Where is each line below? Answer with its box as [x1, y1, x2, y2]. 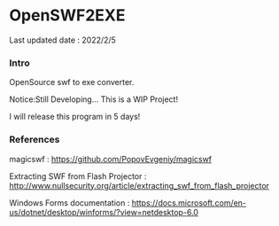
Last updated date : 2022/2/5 [9, 35, 117, 45]
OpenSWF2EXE [9, 5, 126, 26]
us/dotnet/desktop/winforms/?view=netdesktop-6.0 [9, 207, 199, 217]
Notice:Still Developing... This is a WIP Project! [9, 94, 179, 105]
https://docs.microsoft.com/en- [131, 197, 246, 208]
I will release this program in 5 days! [9, 112, 141, 122]
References [9, 134, 60, 146]
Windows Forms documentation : [9, 197, 130, 208]
